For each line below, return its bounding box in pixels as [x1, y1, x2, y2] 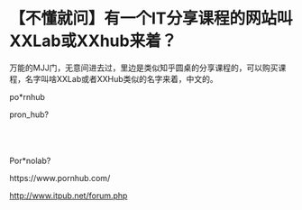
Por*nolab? [9, 155, 51, 166]
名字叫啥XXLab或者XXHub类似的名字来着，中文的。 [24, 73, 218, 84]
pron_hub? [9, 109, 50, 120]
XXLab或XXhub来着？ [9, 31, 178, 51]
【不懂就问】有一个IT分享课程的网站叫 [9, 8, 293, 29]
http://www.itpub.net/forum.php [9, 190, 128, 201]
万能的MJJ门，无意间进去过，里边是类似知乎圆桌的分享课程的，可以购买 [9, 62, 279, 73]
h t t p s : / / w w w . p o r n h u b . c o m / [9, 172, 111, 183]
